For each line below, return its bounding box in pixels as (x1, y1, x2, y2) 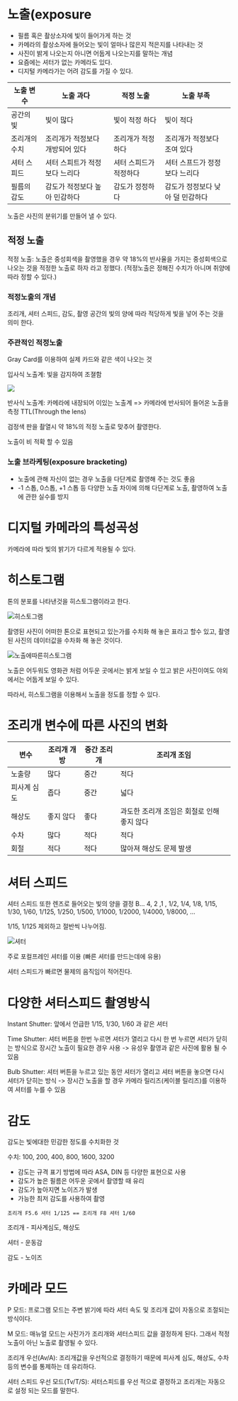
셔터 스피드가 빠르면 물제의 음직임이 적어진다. (7, 968, 132, 976)
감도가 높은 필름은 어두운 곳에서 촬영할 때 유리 (17, 1177, 144, 1185)
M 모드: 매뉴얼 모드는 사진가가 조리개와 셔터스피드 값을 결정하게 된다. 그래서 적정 (7, 1329, 230, 1338)
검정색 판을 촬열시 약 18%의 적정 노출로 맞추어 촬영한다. (7, 423, 161, 431)
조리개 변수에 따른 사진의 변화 (7, 717, 168, 733)
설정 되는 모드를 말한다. (14, 1386, 79, 1395)
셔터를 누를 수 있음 (14, 1085, 66, 1094)
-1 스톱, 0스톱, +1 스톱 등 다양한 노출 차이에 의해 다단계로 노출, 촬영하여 (17, 483, 215, 492)
